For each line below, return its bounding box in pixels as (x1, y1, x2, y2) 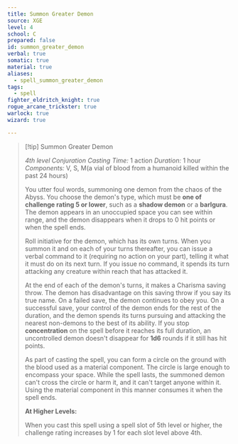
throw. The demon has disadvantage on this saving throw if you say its (24, 288, 232, 296)
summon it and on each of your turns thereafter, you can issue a (24, 244, 213, 253)
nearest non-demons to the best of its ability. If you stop (24, 319, 190, 327)
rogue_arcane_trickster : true (7, 103, 97, 110)
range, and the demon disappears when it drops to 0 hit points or (24, 215, 215, 224)
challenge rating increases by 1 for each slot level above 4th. (24, 428, 202, 437)
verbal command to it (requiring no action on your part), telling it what (24, 252, 229, 260)
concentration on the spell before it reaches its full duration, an (24, 326, 211, 335)
